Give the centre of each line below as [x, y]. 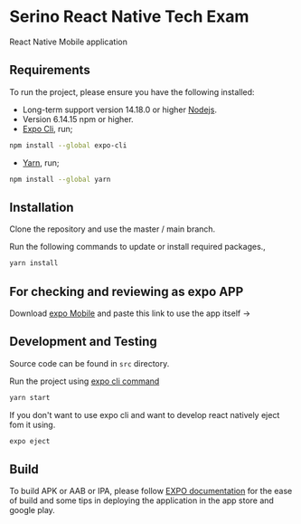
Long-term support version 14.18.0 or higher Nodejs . [119, 110]
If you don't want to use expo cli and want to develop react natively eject [145, 414]
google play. [33, 510]
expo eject [30, 441]
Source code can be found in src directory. [89, 363]
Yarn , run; [41, 162]
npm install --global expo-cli [68, 145]
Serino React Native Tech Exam [129, 17]
